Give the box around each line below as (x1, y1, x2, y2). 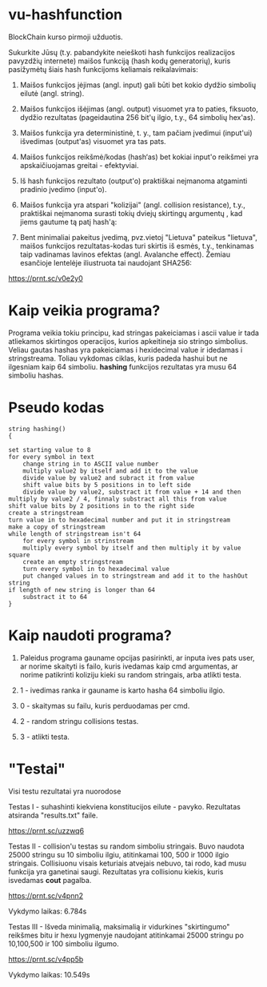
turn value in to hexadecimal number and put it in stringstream (8, 516, 230, 524)
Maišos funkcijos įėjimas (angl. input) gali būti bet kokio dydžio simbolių (19, 80, 257, 90)
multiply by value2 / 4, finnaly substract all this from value (8, 494, 227, 503)
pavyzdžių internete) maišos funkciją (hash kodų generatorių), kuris (8, 56, 231, 66)
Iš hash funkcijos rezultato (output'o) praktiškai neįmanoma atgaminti (19, 176, 248, 186)
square (8, 550, 30, 559)
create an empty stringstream (22, 557, 124, 565)
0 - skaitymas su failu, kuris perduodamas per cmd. (19, 701, 190, 710)
